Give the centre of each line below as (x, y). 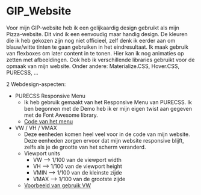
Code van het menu (48, 121)
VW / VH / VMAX (36, 128)
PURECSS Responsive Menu (50, 96)
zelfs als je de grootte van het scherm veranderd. (85, 147)
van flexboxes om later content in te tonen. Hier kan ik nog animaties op (95, 53)
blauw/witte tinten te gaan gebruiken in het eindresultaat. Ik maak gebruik (97, 47)
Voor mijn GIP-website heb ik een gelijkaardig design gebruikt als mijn (93, 28)
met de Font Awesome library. (61, 115)
